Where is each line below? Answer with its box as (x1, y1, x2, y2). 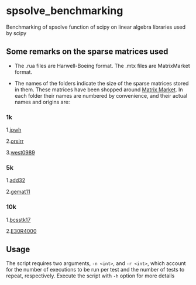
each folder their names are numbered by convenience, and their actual (14, 92, 188, 99)
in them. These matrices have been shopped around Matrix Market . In (14, 86, 183, 93)
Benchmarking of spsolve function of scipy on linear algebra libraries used (6, 23, 186, 30)
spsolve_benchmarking (6, 4, 123, 18)
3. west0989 (6, 149, 35, 156)
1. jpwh (6, 126, 22, 133)
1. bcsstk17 (6, 216, 31, 223)
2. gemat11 (6, 188, 30, 195)
